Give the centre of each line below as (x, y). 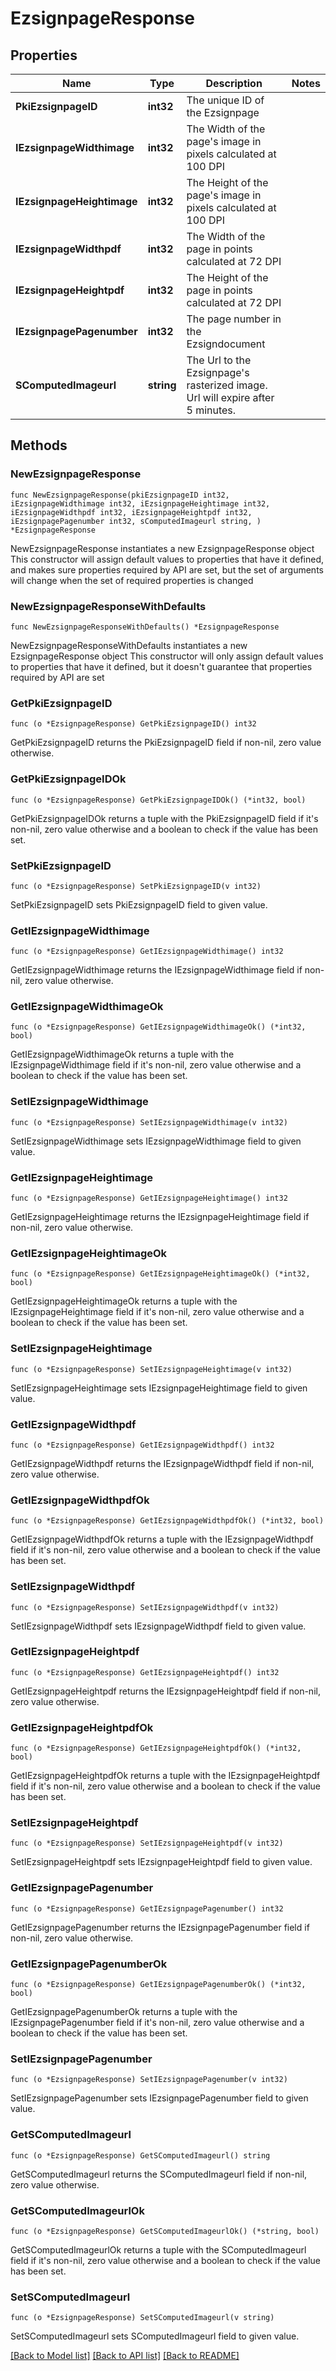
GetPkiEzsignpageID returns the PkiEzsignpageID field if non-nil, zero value (166, 743)
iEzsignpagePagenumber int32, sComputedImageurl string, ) (136, 521)
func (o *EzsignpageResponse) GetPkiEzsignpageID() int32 (133, 724)
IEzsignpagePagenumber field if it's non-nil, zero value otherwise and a (157, 2023)
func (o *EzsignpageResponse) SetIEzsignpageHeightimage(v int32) (151, 1369)
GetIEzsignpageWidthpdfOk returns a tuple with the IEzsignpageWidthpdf (162, 1539)
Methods (39, 445)
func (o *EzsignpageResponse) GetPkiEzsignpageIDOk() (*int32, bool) (158, 800)
